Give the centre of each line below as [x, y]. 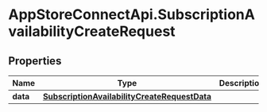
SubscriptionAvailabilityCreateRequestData [127, 97]
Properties [35, 61]
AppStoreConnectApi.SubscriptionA [132, 15]
